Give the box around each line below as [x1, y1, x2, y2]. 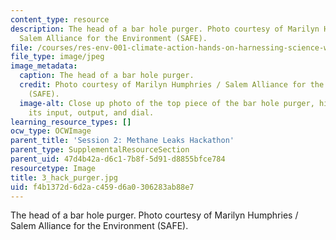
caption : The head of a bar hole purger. [19, 71, 195, 81]
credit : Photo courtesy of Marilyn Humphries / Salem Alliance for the [19, 80, 325, 90]
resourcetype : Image [10, 163, 97, 173]
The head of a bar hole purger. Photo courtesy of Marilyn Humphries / [10, 209, 299, 221]
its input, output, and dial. [28, 107, 155, 118]
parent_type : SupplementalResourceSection [10, 145, 190, 155]
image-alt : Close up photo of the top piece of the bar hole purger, [19, 98, 315, 108]
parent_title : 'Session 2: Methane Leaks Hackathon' [10, 136, 235, 146]
